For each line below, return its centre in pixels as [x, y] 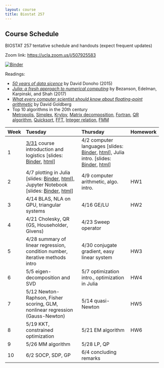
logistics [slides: [45, 155]
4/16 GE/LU [95, 205]
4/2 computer [97, 140]
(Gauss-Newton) [46, 316]
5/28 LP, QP [95, 344]
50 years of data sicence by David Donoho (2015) [62, 84]
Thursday [93, 132]
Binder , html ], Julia [103, 152]
